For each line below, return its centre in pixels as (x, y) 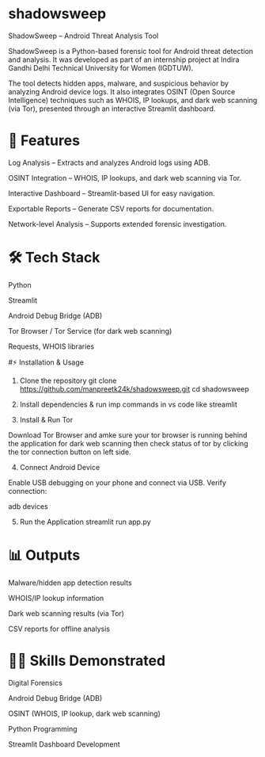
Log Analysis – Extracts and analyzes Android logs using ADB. (110, 162)
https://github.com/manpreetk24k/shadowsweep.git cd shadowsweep (134, 388)
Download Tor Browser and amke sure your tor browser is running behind (128, 435)
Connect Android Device (60, 467)
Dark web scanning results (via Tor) (66, 613)
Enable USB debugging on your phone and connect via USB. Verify (117, 482)
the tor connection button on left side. (70, 452)
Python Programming (43, 728)
